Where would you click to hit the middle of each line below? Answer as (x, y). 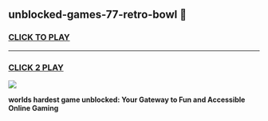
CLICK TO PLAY (39, 37)
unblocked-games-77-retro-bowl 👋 (98, 15)
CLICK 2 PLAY (36, 67)
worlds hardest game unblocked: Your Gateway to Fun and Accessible (127, 100)
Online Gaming (33, 107)
